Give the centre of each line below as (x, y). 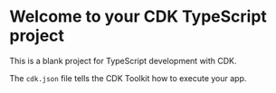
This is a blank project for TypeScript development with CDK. (123, 60)
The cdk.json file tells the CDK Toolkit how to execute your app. (128, 78)
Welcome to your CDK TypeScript (138, 17)
